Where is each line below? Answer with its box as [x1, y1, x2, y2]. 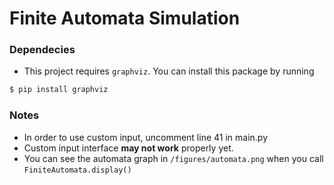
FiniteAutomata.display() [23, 165, 132, 175]
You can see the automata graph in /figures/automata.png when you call [23, 152, 324, 164]
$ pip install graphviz [9, 85, 109, 95]
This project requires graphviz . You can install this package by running [23, 65, 315, 77]
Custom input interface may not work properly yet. [23, 142, 234, 154]
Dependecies [9, 43, 76, 57]
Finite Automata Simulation [9, 7, 241, 30]
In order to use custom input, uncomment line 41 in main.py [23, 131, 269, 143]
